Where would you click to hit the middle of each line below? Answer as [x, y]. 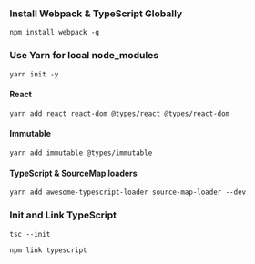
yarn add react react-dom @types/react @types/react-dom [120, 113]
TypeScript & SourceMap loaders [74, 173]
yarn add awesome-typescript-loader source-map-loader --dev [128, 193]
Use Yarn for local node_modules [84, 56]
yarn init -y [34, 74]
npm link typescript [49, 250]
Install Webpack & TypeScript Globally [96, 14]
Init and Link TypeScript [63, 215]
